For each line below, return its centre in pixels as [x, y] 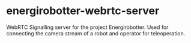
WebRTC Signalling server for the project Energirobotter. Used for [87, 27]
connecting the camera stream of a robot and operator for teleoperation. [96, 33]
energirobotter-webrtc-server [83, 11]
